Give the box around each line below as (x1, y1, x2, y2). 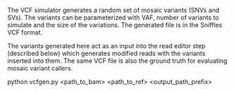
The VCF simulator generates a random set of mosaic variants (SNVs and (7, 6, 220, 14)
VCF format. (7, 28, 43, 36)
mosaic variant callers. (7, 64, 73, 72)
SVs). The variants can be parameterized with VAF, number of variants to (7, 13, 220, 22)
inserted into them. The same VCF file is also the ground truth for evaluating (7, 57, 228, 65)
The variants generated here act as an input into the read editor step (7, 42, 206, 50)
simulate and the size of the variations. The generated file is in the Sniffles (7, 21, 223, 29)
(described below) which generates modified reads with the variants (7, 49, 206, 57)
